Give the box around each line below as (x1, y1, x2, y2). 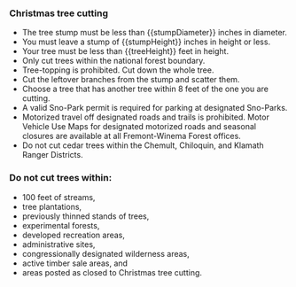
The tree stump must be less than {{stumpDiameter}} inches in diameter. (21, 27, 288, 38)
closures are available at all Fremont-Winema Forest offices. (21, 131, 241, 142)
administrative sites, (21, 238, 96, 250)
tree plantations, (21, 201, 82, 212)
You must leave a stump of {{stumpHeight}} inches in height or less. (21, 36, 271, 47)
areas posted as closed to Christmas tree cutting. (21, 267, 202, 277)
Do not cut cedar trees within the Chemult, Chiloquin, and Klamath (21, 140, 264, 151)
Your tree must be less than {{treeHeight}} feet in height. (21, 46, 229, 57)
